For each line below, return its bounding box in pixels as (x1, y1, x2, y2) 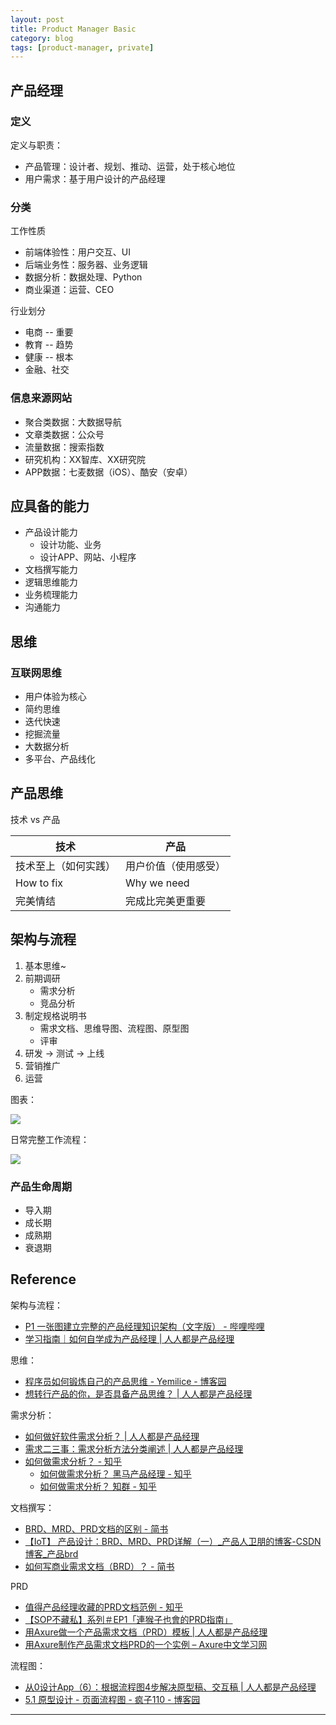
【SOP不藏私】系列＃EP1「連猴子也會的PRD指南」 (24, 1613, 233, 1625)
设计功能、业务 (39, 539, 102, 551)
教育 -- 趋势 (24, 339, 74, 351)
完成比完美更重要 (125, 894, 207, 908)
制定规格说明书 (24, 1009, 87, 1021)
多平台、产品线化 (24, 753, 96, 765)
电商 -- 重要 (24, 326, 74, 338)
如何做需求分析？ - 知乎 (24, 1455, 123, 1467)
